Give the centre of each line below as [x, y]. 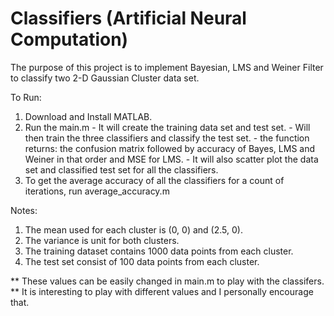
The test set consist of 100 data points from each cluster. [142, 261]
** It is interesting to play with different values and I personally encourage [162, 291]
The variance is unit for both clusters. [102, 240]
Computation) [69, 39]
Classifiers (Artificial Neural [128, 18]
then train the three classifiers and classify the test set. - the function [167, 138]
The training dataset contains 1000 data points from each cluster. [159, 251]
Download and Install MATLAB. [88, 116]
